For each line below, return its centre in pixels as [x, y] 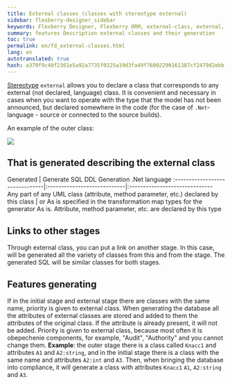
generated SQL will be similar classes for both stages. [84, 262]
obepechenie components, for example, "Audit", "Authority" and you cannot [115, 338]
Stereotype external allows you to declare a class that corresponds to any [113, 85]
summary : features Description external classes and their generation [111, 33]
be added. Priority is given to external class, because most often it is [105, 331]
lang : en [20, 53]
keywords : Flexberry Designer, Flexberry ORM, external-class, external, [116, 26]
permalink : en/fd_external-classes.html [66, 46]
